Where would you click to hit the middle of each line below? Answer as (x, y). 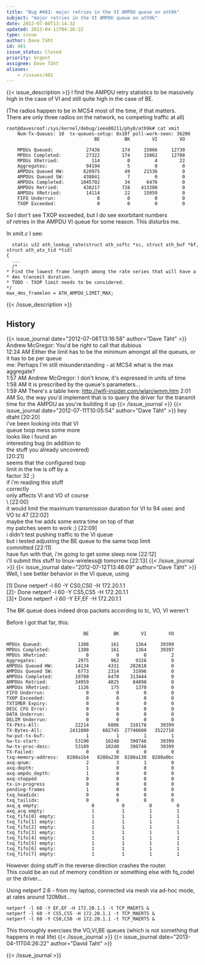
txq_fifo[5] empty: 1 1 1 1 (93, 843)
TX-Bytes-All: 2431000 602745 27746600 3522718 (90, 731)
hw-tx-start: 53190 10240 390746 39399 (90, 741)
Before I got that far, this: (38, 623)
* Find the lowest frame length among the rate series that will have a (101, 272)
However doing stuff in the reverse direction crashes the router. (87, 865)
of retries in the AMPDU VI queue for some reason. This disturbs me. (93, 222)
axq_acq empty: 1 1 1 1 (93, 811)
